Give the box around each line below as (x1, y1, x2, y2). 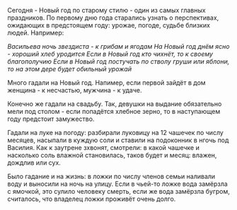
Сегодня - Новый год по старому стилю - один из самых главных (7, 6, 207, 14)
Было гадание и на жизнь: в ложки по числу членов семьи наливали (7, 173, 216, 180)
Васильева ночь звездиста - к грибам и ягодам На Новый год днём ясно (7, 42, 230, 50)
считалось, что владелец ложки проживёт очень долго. (7, 194, 176, 203)
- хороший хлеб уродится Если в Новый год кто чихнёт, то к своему (7, 49, 214, 58)
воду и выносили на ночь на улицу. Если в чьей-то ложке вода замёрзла (7, 180, 228, 188)
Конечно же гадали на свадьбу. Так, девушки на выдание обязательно (7, 100, 222, 108)
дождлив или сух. (7, 158, 62, 167)
